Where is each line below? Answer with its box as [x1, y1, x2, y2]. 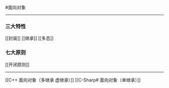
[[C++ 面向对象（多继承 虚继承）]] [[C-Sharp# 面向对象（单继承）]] [5, 77, 141, 83]
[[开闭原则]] [5, 61, 30, 67]
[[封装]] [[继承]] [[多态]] [5, 35, 54, 41]
